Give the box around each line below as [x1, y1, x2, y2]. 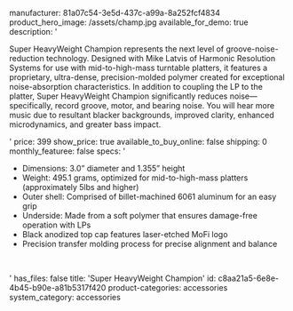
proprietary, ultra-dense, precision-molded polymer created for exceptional [9, 72, 286, 83]
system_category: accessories [9, 292, 122, 302]
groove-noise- [226, 44, 279, 54]
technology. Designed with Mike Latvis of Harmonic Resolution [45, 53, 276, 63]
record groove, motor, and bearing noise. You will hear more [54, 100, 275, 110]
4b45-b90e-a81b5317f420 [9, 283, 107, 292]
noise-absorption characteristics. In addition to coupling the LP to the [9, 82, 264, 92]
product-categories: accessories [107, 283, 228, 292]
